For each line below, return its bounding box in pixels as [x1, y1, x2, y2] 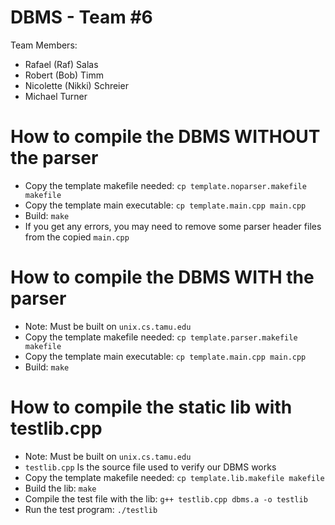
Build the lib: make [24, 482, 97, 494]
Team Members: [10, 39, 78, 51]
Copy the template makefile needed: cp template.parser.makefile [24, 331, 298, 343]
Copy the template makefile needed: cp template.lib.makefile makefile [24, 471, 325, 483]
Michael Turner [24, 90, 88, 102]
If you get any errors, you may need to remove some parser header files [24, 220, 322, 232]
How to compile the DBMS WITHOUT [10, 126, 321, 148]
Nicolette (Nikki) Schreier [24, 79, 129, 91]
